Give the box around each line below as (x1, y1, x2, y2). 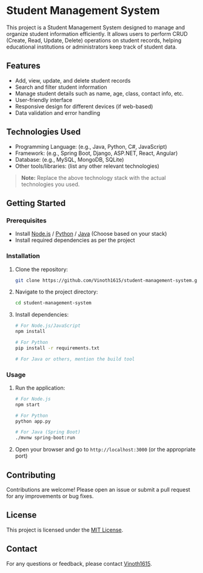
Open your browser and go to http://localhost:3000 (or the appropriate (15, 446, 196, 453)
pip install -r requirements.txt (15, 345, 100, 351)
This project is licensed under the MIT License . (6, 526, 124, 534)
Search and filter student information (15, 83, 107, 91)
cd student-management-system (15, 300, 92, 306)
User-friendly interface (15, 96, 73, 103)
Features (6, 61, 41, 71)
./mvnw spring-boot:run (15, 435, 76, 441)
